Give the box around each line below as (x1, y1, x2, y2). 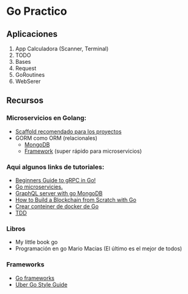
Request (15, 64, 37, 72)
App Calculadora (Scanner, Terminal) (15, 45, 109, 52)
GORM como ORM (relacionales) (15, 134, 98, 142)
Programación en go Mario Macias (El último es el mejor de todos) (15, 245, 182, 252)
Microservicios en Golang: (6, 114, 87, 122)
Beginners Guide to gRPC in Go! (15, 176, 96, 184)
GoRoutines (15, 71, 45, 78)
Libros (6, 224, 26, 233)
